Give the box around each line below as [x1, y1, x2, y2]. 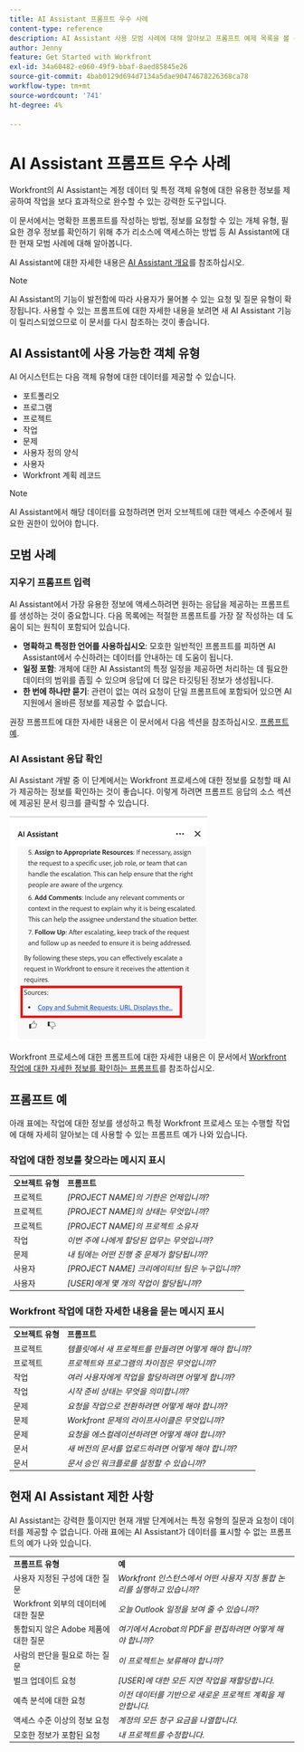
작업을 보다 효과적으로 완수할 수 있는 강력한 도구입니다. [33, 196, 227, 207]
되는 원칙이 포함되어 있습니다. [25, 621, 130, 632]
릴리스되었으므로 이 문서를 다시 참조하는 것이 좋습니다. [18, 317, 210, 328]
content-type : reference [9, 24, 103, 34]
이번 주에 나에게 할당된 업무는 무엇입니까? [67, 1234, 214, 1245]
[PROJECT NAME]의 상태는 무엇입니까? [67, 1206, 210, 1217]
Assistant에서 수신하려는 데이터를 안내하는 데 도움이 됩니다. [22, 652, 233, 663]
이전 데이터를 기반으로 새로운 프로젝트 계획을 [118, 1690, 275, 1700]
